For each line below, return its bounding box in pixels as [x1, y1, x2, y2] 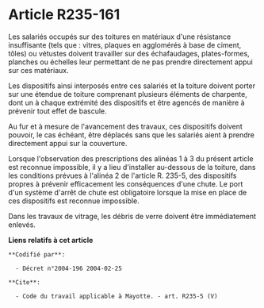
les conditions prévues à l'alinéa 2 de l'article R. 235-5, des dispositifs [8, 171, 237, 180]
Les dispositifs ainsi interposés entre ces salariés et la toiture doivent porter [8, 81, 256, 90]
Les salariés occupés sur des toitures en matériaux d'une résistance [8, 32, 231, 41]
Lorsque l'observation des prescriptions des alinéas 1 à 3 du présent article [8, 153, 254, 164]
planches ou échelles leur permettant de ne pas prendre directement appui [8, 57, 254, 67]
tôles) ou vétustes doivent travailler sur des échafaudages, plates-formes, [8, 48, 250, 58]
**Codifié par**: [8, 250, 66, 259]
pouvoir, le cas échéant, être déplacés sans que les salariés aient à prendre [8, 129, 255, 140]
